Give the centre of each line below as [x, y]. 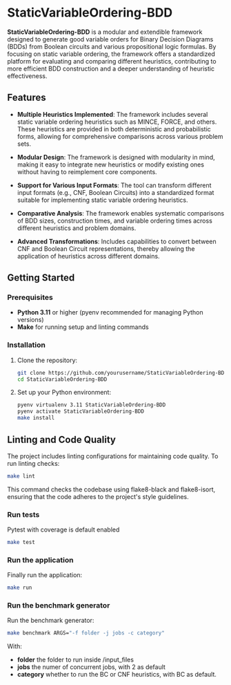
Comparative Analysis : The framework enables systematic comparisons [121, 213]
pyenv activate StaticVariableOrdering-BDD [81, 412]
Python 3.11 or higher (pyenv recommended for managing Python [110, 312]
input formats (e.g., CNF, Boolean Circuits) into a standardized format [115, 192]
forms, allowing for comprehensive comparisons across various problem [120, 136]
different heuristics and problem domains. [77, 228]
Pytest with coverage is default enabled [63, 529]
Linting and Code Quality [61, 439]
